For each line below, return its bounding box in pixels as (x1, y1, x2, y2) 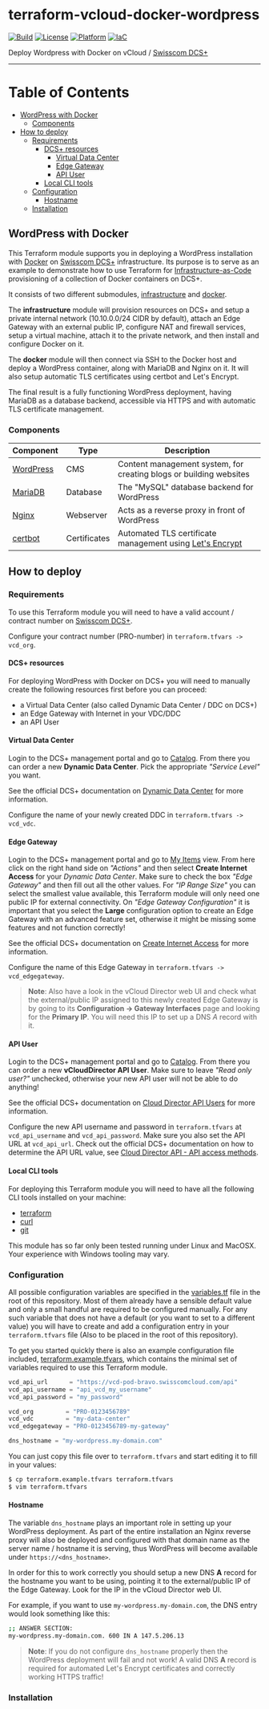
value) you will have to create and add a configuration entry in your (8, 1321, 230, 1331)
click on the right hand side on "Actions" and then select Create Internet (8, 863, 248, 873)
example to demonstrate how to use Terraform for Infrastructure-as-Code (8, 265, 252, 274)
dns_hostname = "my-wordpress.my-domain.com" (8, 1437, 163, 1445)
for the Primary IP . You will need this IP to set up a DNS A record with (27, 1013, 258, 1022)
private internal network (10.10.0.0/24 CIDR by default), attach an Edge (8, 313, 241, 323)
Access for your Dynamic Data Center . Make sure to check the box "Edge (8, 872, 253, 882)
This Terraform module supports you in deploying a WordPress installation (8, 248, 254, 258)
